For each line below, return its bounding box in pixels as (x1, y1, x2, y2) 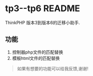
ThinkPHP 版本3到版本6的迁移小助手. (5, 19, 80, 25)
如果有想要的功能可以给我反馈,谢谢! (17, 65, 89, 71)
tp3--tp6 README (5, 3, 80, 14)
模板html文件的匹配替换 (12, 55, 60, 61)
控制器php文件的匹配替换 (12, 49, 64, 55)
